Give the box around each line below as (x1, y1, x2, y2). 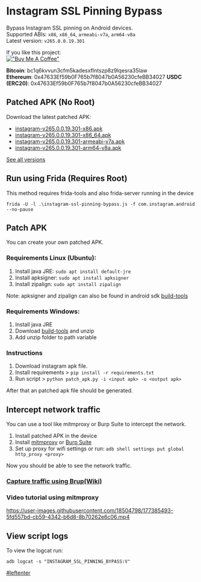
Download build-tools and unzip (14, 327, 94, 334)
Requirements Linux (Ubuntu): (6, 254, 97, 262)
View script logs (6, 531, 69, 541)
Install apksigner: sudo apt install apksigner (14, 273, 129, 281)
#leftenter (6, 569, 31, 577)
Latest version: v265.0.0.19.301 (6, 37, 85, 44)
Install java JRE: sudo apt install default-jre (14, 267, 131, 275)
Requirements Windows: (6, 307, 80, 315)
